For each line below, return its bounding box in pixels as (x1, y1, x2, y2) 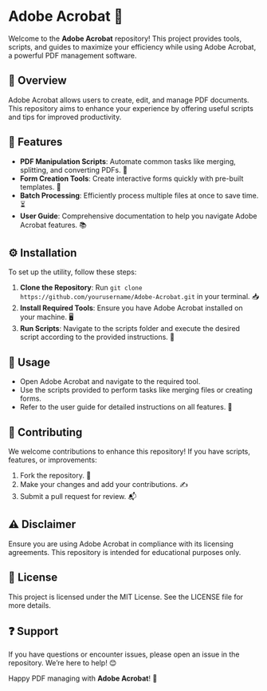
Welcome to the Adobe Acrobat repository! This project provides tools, (8, 34, 241, 43)
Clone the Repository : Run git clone (19, 283, 143, 293)
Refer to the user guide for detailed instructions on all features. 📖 (19, 402, 233, 412)
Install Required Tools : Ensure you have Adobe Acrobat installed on (19, 303, 243, 313)
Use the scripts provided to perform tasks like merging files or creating (19, 385, 253, 395)
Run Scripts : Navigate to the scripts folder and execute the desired (19, 324, 241, 334)
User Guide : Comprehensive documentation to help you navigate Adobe (19, 211, 257, 221)
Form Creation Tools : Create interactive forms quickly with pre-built (19, 174, 244, 183)
